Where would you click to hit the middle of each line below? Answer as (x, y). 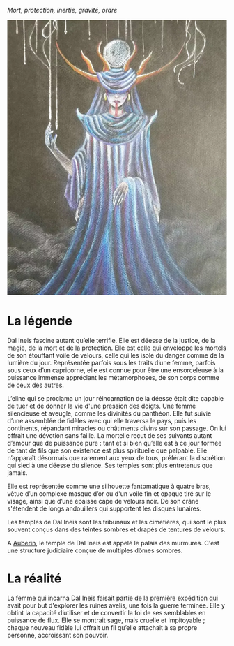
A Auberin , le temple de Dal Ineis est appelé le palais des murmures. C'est (113, 543)
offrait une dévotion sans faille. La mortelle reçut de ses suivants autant (110, 435)
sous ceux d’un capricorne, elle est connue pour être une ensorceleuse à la (116, 370)
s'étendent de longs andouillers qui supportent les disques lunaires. (104, 508)
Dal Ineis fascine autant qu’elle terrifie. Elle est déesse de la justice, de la (111, 340)
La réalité (34, 579)
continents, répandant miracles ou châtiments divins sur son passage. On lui (117, 428)
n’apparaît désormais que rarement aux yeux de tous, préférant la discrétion (116, 457)
